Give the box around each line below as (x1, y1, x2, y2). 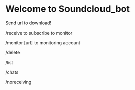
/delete (5, 49, 20, 55)
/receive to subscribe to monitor (5, 29, 73, 36)
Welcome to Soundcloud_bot (5, 3, 130, 15)
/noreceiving (5, 79, 32, 85)
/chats (5, 69, 19, 75)
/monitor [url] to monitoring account (5, 39, 80, 46)
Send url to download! (5, 20, 52, 26)
